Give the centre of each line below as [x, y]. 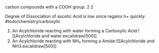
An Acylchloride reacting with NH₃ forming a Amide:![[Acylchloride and [83, 41]
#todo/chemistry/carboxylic [33, 21]
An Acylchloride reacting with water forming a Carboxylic [70, 31]
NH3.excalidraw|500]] [34, 46]
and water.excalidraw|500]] [69, 36]
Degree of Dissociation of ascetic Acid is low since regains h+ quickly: [75, 16]
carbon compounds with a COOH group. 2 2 [49, 7]
